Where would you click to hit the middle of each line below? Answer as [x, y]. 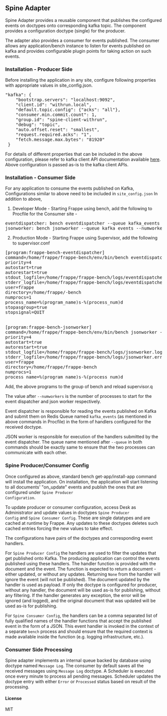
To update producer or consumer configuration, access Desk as [71, 507]
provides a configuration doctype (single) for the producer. [65, 31]
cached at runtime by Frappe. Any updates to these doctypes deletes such [82, 523]
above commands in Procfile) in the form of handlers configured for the [78, 422]
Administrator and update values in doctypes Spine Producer [67, 512]
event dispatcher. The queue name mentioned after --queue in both [74, 442]
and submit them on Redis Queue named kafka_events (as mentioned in [79, 417]
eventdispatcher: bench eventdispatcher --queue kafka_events [83, 223]
